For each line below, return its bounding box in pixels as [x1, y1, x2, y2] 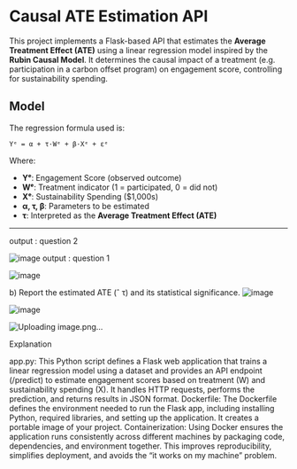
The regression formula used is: [9, 122, 126, 133]
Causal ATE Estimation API [9, 6, 209, 27]
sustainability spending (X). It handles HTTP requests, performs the [9, 384, 255, 395]
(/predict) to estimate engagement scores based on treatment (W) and [9, 374, 266, 385]
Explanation [9, 339, 52, 349]
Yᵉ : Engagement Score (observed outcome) [21, 172, 182, 183]
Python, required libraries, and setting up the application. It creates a [9, 412, 259, 423]
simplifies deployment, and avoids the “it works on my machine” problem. [9, 449, 277, 460]
